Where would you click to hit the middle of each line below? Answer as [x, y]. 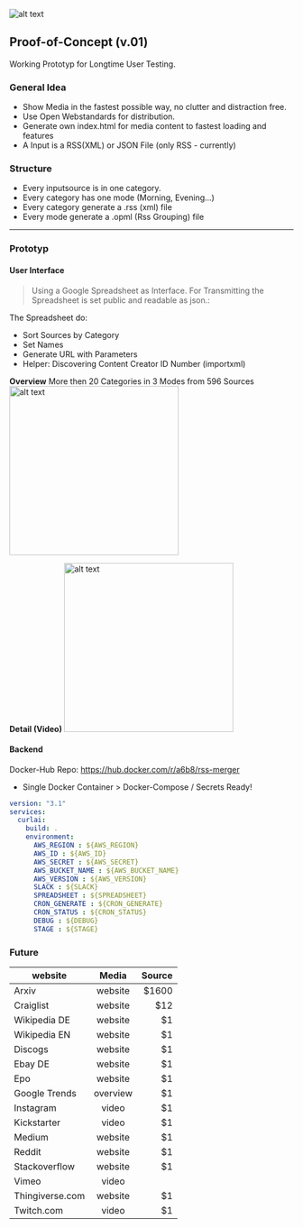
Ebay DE [32, 1064]
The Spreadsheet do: [49, 317]
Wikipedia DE [42, 1021]
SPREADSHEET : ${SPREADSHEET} [90, 896]
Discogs [31, 1049]
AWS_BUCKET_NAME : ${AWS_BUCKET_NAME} [106, 870]
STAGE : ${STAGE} [66, 929]
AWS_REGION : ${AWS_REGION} [86, 846]
